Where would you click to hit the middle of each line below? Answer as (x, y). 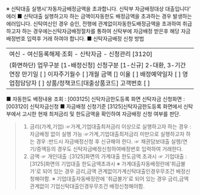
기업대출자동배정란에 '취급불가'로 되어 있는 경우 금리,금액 (123, 179)
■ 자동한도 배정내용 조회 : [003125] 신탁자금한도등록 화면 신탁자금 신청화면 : (96, 99)
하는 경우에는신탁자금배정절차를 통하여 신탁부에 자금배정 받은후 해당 (101, 31)
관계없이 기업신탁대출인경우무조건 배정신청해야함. (87, 186)
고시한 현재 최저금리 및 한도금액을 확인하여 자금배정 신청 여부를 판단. (101, 114)
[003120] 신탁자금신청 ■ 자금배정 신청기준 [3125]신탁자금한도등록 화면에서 (94, 106)
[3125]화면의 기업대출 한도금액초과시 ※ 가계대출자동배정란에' (100, 164)
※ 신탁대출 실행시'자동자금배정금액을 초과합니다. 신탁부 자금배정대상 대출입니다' (99, 9)
